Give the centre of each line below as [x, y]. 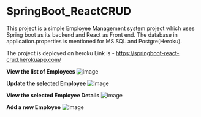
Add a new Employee [34, 107]
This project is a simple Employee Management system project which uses [100, 28]
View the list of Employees [41, 71]
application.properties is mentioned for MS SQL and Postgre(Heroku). [94, 41]
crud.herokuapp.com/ [34, 59]
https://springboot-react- [147, 53]
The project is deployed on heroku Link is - [61, 53]
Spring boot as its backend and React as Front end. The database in [92, 34]
